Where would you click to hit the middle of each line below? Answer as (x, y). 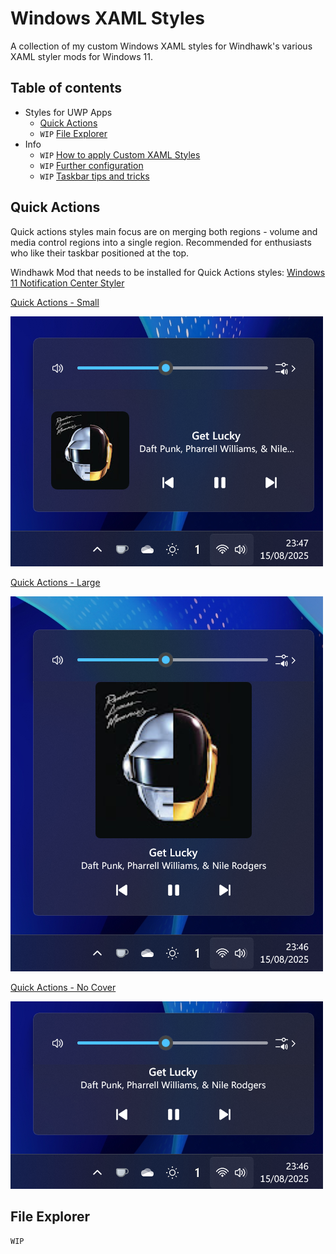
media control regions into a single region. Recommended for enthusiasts (161, 242)
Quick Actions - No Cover (63, 987)
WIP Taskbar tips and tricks (94, 176)
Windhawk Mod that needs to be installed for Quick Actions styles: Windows (168, 272)
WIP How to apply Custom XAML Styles (120, 154)
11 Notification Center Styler (67, 283)
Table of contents (66, 88)
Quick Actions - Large (55, 582)
